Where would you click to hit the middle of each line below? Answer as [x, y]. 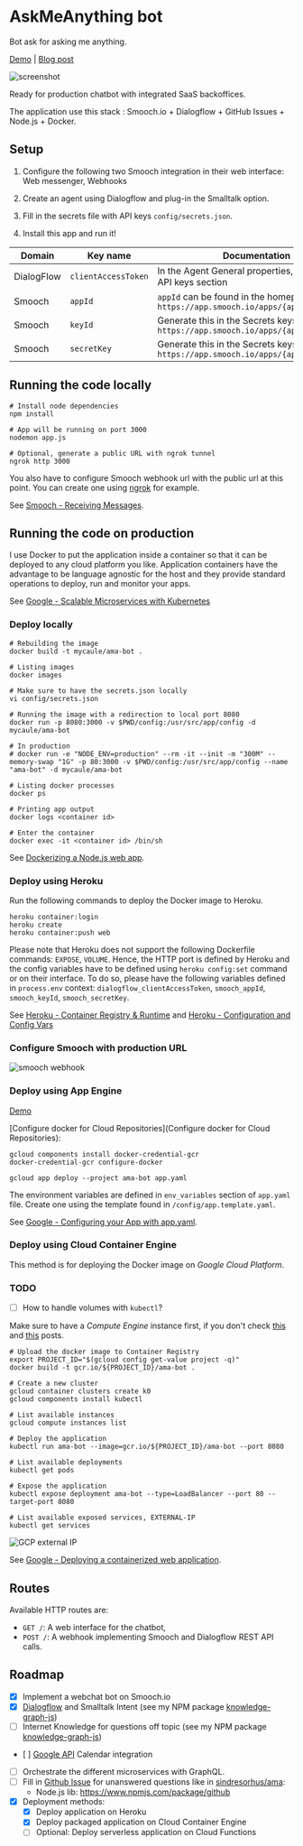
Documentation [257, 255]
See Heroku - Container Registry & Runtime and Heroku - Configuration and [150, 1015]
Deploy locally [41, 624]
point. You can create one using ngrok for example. [105, 487]
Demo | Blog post [41, 59]
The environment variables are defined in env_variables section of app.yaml [150, 1195]
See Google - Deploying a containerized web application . [115, 1560]
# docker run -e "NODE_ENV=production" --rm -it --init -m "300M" [137, 754]
